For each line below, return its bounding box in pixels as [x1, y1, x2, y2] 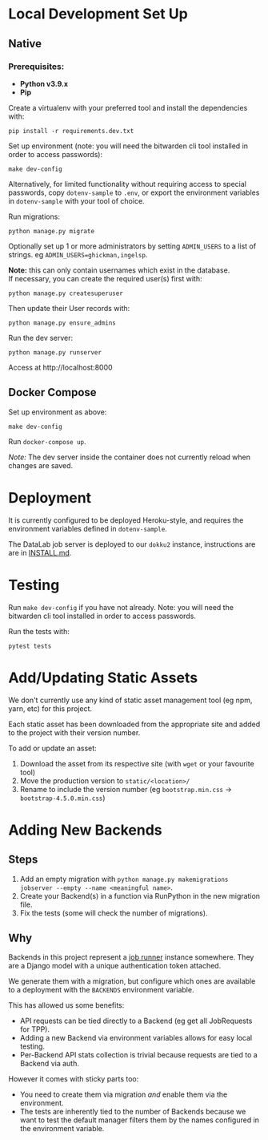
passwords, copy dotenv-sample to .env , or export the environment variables [8, 188, 260, 197]
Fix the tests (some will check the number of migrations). [19, 908, 208, 918]
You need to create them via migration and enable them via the [19, 1089, 228, 1099]
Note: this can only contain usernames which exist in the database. [8, 265, 230, 275]
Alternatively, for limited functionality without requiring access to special [8, 179, 246, 188]
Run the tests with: [8, 626, 70, 636]
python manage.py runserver [8, 348, 102, 357]
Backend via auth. [19, 1059, 80, 1069]
